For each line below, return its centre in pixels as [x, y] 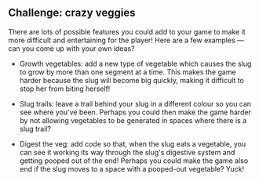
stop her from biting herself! [65, 89]
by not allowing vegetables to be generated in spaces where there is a [133, 120]
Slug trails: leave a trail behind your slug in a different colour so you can [135, 103]
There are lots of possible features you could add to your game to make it [127, 31]
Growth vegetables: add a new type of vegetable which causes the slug [135, 63]
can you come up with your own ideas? [71, 48]
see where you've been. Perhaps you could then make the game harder [135, 112]
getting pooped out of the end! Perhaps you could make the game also [134, 161]
